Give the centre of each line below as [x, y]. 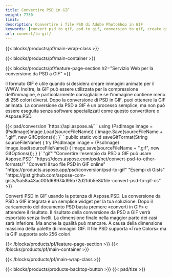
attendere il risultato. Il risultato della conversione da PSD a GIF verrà [78, 212]
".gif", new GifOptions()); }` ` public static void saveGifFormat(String [77, 137]
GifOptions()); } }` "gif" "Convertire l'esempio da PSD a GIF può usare [78, 153]
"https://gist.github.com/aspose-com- [46, 175]
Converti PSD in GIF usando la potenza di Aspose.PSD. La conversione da [83, 196]
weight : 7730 [19, 15]
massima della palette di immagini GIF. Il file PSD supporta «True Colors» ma [86, 229]
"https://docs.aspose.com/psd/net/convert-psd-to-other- [95, 159]
